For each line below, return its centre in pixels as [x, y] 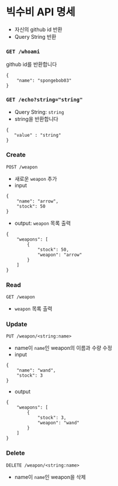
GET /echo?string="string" [44, 100]
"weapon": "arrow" [60, 255]
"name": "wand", [37, 370]
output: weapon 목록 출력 [43, 223]
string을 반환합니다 [36, 119]
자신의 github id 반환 [38, 29]
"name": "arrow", [38, 201]
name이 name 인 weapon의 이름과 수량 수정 [63, 348]
